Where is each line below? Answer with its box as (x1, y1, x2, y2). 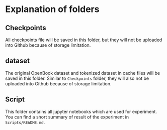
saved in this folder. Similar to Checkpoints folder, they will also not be (5, 75, 149, 81)
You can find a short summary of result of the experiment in (5, 114, 129, 120)
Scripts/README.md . (5, 119, 45, 125)
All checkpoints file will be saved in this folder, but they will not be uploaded (5, 37, 162, 43)
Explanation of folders (5, 4, 100, 15)
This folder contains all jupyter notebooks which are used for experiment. (5, 108, 157, 114)
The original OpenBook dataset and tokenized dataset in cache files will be (5, 70, 160, 76)
